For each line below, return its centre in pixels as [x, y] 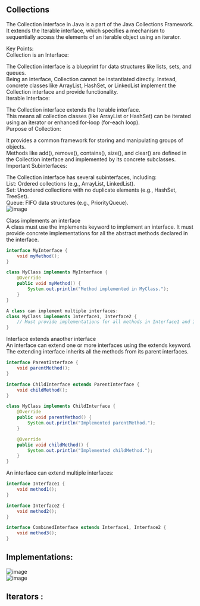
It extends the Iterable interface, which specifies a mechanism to [85, 30]
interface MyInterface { [37, 250]
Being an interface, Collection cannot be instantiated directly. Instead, [92, 79]
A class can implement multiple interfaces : [62, 311]
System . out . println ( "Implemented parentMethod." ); [92, 423]
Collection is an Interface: [38, 55]
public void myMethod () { [49, 284]
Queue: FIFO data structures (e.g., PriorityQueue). [68, 202]
